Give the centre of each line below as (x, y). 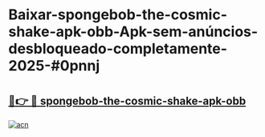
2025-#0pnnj (54, 66)
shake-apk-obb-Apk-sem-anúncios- (133, 32)
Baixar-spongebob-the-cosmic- (118, 15)
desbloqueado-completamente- (118, 49)
